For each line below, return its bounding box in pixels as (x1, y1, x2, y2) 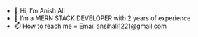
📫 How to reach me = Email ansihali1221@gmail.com (13, 22, 167, 30)
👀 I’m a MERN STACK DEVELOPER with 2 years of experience (13, 14, 191, 22)
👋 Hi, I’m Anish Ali (13, 7, 65, 15)
